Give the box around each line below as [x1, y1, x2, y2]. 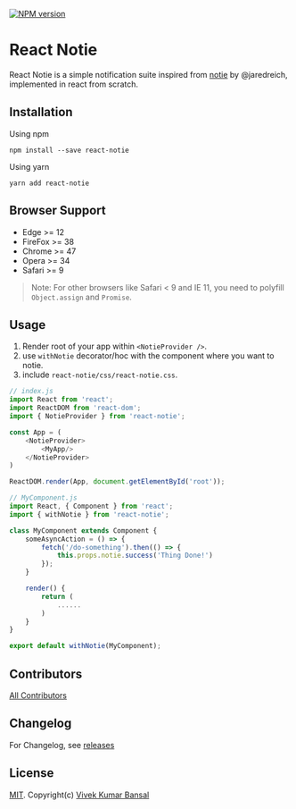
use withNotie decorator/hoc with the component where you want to [21, 350, 275, 361]
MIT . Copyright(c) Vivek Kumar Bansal [9, 789, 150, 800]
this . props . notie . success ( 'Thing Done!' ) [56, 551, 214, 560]
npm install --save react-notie [9, 146, 129, 155]
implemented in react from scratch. [9, 79, 138, 89]
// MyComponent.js [9, 493, 78, 502]
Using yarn [9, 161, 50, 172]
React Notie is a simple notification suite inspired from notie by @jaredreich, [9, 69, 288, 80]
